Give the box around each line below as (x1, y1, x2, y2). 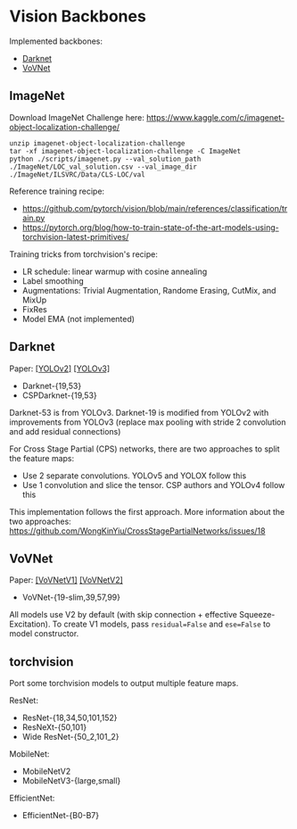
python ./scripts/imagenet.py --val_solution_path (9, 154, 202, 163)
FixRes (21, 303, 47, 314)
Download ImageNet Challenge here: (9, 112, 145, 122)
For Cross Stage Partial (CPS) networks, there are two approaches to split (9, 444, 280, 454)
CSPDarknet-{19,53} (21, 390, 98, 401)
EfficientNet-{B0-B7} (21, 810, 100, 821)
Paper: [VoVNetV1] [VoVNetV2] (9, 575, 123, 585)
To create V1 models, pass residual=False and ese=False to (52, 618, 271, 630)
